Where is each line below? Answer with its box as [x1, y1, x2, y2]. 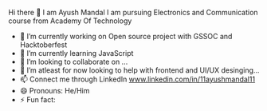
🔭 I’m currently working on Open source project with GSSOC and [19, 32, 233, 41]
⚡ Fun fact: [19, 95, 56, 104]
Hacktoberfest [19, 40, 68, 50]
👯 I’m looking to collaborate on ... [19, 57, 128, 66]
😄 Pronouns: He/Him [19, 86, 90, 95]
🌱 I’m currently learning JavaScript [19, 49, 134, 57]
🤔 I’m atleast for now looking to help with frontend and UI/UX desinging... [19, 65, 260, 75]
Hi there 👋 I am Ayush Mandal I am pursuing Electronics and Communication [8, 8, 258, 17]
